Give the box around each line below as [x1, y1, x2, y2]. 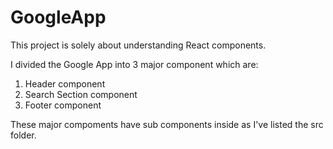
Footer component [24, 99, 102, 111]
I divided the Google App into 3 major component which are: [10, 58, 259, 70]
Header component [24, 77, 106, 90]
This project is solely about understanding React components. [10, 39, 267, 51]
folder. [10, 129, 37, 141]
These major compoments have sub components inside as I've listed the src [10, 118, 324, 130]
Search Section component [24, 88, 138, 100]
